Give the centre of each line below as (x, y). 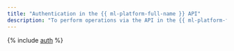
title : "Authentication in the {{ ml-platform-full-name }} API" (104, 14)
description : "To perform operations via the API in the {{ (96, 20)
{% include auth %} (36, 40)
